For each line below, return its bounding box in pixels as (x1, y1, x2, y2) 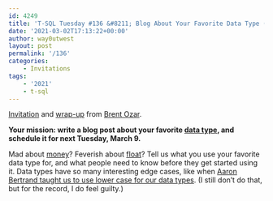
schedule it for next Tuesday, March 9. (8, 134, 141, 143)
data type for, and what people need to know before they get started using (8, 158, 258, 168)
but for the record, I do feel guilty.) (8, 184, 123, 194)
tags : (8, 72, 27, 80)
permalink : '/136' (8, 49, 71, 58)
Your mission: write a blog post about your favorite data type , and (8, 125, 235, 135)
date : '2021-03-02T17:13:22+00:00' (8, 27, 129, 35)
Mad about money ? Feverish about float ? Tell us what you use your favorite (8, 149, 260, 159)
